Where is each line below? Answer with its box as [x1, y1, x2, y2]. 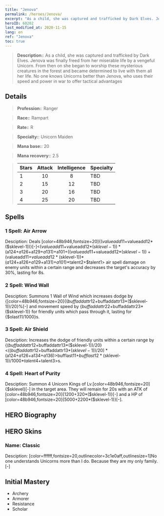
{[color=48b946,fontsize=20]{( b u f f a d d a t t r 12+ [5, 298, 98, 304]
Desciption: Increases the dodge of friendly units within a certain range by [5, 337, 155, 343]
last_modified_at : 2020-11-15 [5, 25, 67, 30]
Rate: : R [17, 124, 34, 130]
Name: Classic [5, 442, 41, 449]
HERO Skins [5, 427, 42, 435]
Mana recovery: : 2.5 [17, 152, 59, 159]
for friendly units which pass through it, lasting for [31, 309, 132, 314]
